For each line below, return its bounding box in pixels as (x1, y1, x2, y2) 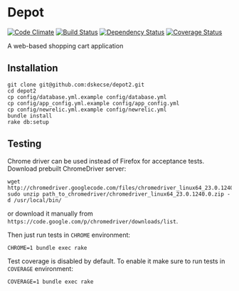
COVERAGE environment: (7, 264, 73, 273)
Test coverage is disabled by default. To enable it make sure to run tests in (7, 257, 225, 265)
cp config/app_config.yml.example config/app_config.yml (7, 100, 180, 107)
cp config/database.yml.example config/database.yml (7, 93, 167, 100)
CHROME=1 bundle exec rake (7, 244, 87, 251)
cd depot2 (7, 87, 37, 95)
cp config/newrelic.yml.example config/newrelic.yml (7, 106, 167, 113)
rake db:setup (7, 118, 50, 125)
